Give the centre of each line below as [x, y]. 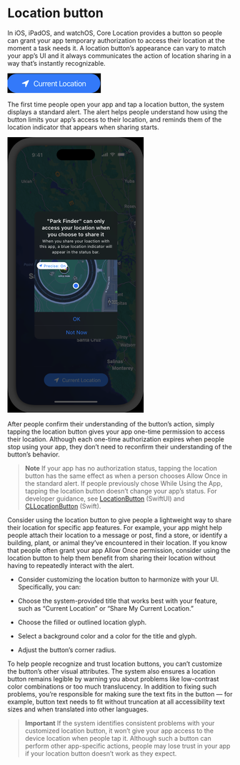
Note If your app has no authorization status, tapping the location [121, 468]
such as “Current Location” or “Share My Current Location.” [106, 608]
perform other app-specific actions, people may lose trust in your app [127, 746]
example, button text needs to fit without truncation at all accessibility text [116, 701]
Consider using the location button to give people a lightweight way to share [120, 520]
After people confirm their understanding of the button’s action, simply [111, 424]
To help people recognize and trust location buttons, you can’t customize [115, 664]
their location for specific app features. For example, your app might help [115, 527]
